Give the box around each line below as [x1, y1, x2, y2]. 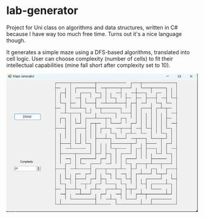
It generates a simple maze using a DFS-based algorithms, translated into [6, 48, 190, 55]
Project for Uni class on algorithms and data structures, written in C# [6, 24, 178, 31]
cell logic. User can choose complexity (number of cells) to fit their [6, 55, 174, 62]
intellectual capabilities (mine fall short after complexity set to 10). [6, 62, 171, 69]
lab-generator [6, 4, 78, 18]
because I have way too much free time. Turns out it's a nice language [6, 30, 182, 37]
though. [6, 37, 26, 44]
